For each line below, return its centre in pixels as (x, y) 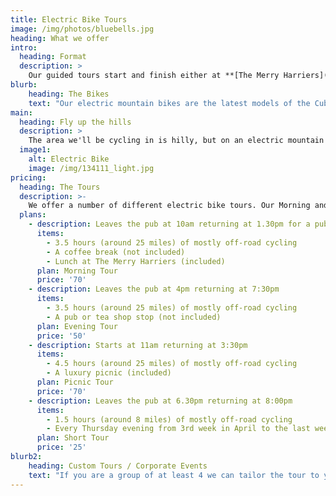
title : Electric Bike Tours (69, 19)
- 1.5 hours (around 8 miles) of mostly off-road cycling (169, 419)
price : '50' (61, 336)
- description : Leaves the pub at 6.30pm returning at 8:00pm (160, 401)
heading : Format (53, 57)
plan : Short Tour (73, 438)
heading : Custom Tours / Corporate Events (118, 466)
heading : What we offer (60, 38)
